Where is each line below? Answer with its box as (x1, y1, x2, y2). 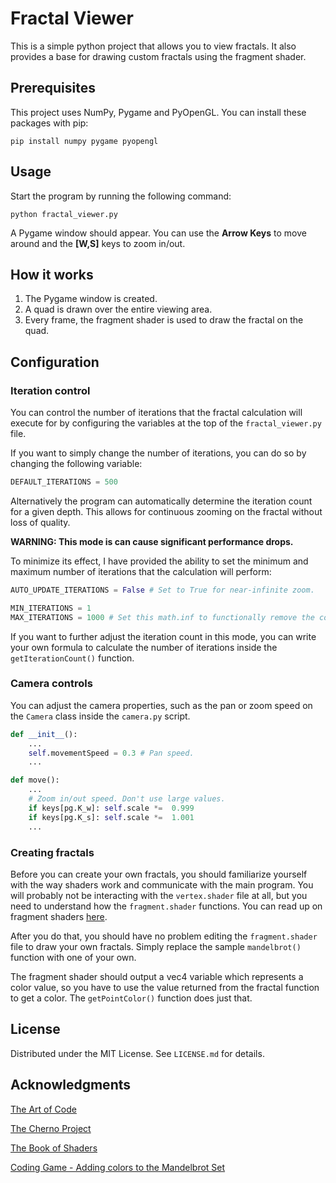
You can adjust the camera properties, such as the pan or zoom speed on (10, 699, 313, 711)
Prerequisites (10, 80, 96, 97)
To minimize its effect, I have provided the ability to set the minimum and (10, 555, 309, 567)
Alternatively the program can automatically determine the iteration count (10, 495, 313, 507)
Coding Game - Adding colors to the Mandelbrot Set (10, 1161, 226, 1173)
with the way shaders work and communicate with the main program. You (10, 878, 314, 891)
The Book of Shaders (10, 1142, 98, 1154)
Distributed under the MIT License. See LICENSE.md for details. (10, 1047, 265, 1059)
